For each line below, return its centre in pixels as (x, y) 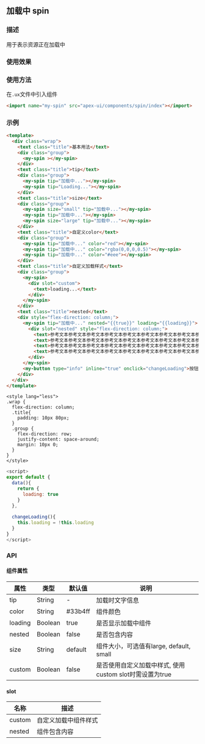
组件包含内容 (55, 732)
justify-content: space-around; (58, 440)
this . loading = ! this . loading (56, 523)
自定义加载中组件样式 (67, 720)
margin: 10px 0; (38, 445)
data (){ (22, 483)
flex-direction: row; (45, 434)
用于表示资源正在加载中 (36, 44)
